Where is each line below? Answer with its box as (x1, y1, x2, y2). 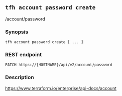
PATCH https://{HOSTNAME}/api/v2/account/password (5, 62, 113, 68)
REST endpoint (5, 51, 42, 58)
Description (5, 74, 34, 81)
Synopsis (5, 28, 28, 35)
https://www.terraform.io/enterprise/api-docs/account (5, 85, 117, 91)
